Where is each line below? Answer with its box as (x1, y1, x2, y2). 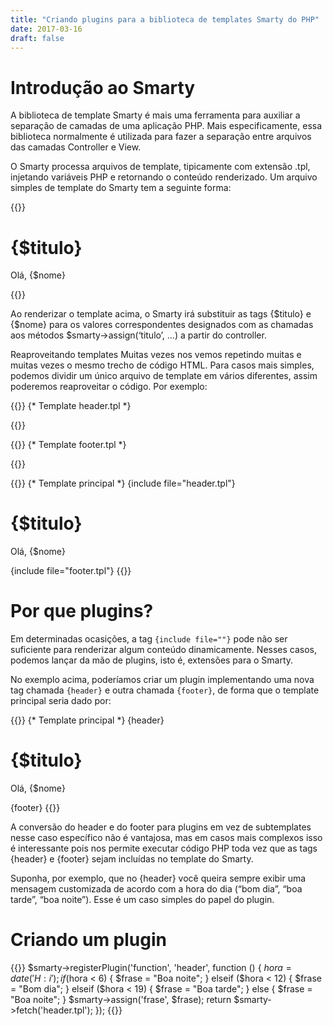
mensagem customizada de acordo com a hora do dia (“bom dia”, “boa (10, 883, 303, 895)
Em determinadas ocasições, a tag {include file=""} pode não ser (10, 633, 288, 645)
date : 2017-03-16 (10, 24, 83, 34)
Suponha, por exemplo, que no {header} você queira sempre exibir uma (10, 872, 307, 885)
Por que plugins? (10, 600, 154, 623)
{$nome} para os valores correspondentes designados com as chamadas (10, 319, 314, 331)
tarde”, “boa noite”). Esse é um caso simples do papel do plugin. (10, 894, 275, 906)
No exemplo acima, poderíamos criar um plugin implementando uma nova (10, 674, 315, 686)
